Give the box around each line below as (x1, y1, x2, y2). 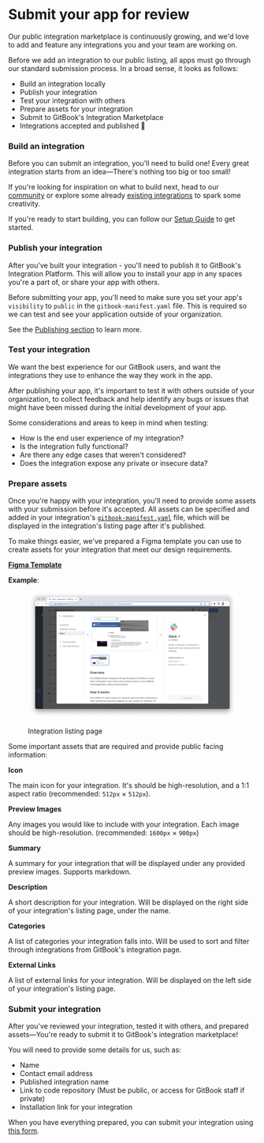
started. (8, 223, 34, 232)
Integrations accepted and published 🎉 (19, 121, 146, 130)
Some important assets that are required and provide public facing (8, 741, 224, 751)
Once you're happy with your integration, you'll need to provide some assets (8, 496, 256, 506)
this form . (8, 1126, 39, 1135)
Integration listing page (28, 726, 103, 736)
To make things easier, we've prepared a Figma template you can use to (8, 537, 242, 546)
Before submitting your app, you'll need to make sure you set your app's (8, 292, 243, 302)
